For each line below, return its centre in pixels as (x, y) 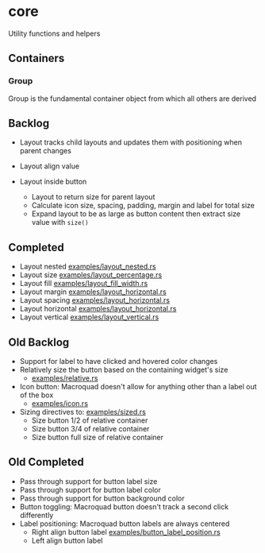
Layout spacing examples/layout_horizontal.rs (95, 300)
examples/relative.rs (65, 378)
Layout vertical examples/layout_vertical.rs (89, 317)
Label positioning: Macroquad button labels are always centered (125, 524)
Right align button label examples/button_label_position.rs (126, 532)
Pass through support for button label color (90, 489)
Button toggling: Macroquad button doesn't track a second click (124, 506)
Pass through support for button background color (102, 498)
